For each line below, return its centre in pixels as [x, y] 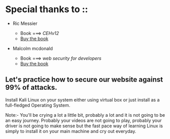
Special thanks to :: [47, 9]
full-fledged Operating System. [38, 105]
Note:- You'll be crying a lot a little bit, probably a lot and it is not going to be [85, 115]
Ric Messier [25, 23]
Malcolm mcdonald [33, 48]
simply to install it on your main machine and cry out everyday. [71, 131]
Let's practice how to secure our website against [84, 80]
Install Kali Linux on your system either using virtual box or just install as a [82, 99]
